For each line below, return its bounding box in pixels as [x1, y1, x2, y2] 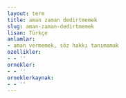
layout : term [7, 10, 45, 17]
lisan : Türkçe [7, 29, 48, 37]
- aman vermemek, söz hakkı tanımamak [7, 42, 119, 49]
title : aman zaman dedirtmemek [7, 17, 98, 23]
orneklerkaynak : [7, 74, 54, 81]
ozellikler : [7, 49, 42, 56]
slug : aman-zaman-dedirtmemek [7, 23, 95, 30]
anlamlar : [7, 36, 36, 43]
